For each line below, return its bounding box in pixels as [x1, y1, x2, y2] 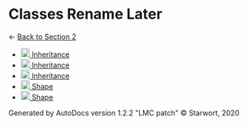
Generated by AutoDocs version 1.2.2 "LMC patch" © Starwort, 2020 [8, 107, 240, 118]
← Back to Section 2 [8, 32, 76, 41]
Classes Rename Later [8, 5, 163, 24]
